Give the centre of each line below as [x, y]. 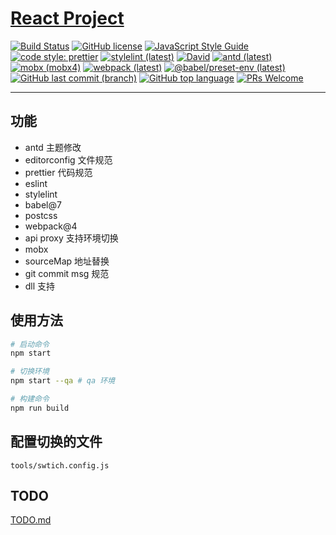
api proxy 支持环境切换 [71, 238]
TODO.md [31, 520]
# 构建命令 [30, 399]
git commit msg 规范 [67, 273]
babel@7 [43, 204]
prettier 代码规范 [58, 172]
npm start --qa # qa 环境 [62, 381]
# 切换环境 [30, 372]
